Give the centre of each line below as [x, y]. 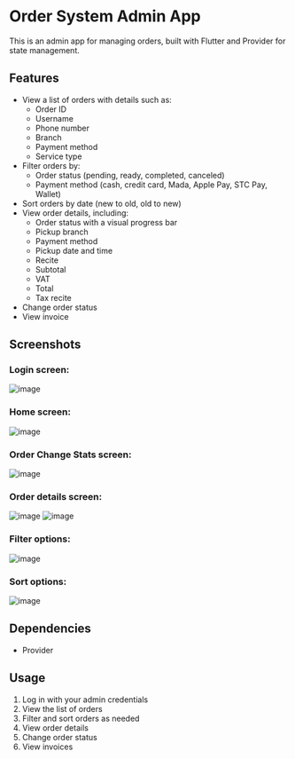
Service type [58, 156]
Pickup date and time [74, 250]
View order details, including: [75, 213]
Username [54, 118]
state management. [44, 50]
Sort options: [38, 581]
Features [34, 79]
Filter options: [40, 539]
